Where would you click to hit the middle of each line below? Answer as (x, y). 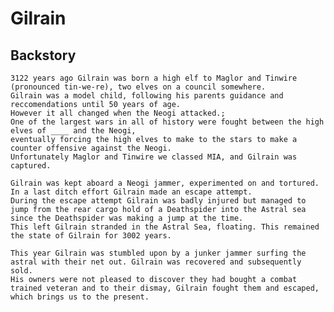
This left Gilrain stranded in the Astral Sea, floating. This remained (165, 227)
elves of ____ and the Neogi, (73, 131)
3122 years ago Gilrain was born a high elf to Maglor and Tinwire (154, 78)
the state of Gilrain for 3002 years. (91, 236)
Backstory (43, 55)
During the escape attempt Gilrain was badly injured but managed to (158, 201)
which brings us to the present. (80, 297)
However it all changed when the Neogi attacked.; (118, 113)
